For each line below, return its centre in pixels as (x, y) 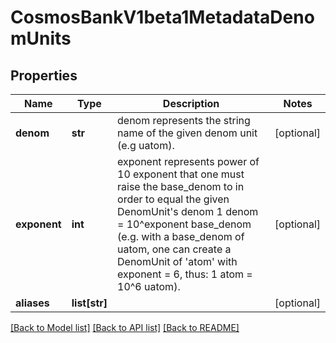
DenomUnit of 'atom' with (177, 261)
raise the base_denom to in (181, 186)
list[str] (89, 303)
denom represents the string (184, 120)
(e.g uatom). (146, 145)
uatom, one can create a (174, 249)
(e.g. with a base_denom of (181, 236)
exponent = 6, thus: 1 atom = (185, 274)
